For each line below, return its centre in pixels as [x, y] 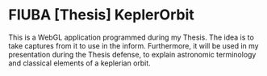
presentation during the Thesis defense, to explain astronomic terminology [132, 54]
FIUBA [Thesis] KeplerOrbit [102, 15]
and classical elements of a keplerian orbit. [79, 63]
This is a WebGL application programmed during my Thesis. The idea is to [131, 37]
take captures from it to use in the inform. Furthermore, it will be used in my [134, 45]
